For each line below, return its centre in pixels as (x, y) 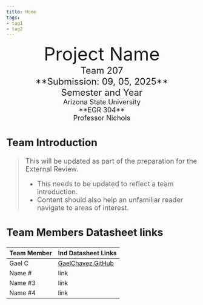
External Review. (52, 169)
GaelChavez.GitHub (86, 263)
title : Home (21, 12)
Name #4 (23, 293)
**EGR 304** (102, 110)
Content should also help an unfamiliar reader (110, 200)
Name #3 (23, 283)
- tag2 (15, 29)
